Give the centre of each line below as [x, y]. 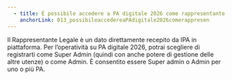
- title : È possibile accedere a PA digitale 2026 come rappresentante [119, 13]
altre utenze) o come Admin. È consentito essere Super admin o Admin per [114, 61]
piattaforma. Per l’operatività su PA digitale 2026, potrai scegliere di [103, 47]
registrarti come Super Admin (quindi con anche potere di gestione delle [110, 54]
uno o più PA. [26, 69]
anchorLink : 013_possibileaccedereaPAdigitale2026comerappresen [115, 20]
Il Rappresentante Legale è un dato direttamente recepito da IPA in [102, 39]
